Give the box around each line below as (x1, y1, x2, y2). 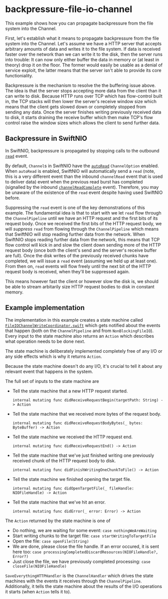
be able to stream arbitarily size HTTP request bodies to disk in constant (5, 283, 154, 289)
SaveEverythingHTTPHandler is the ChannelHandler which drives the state (5, 572, 154, 578)
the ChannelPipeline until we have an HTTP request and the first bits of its (5, 215, 158, 221)
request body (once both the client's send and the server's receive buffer (5, 247, 157, 253)
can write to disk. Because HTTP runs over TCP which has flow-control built (5, 93, 163, 99)
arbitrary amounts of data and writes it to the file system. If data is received (5, 46, 161, 52)
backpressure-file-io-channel (5, 4, 132, 15)
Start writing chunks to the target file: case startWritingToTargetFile (12, 533, 156, 539)
